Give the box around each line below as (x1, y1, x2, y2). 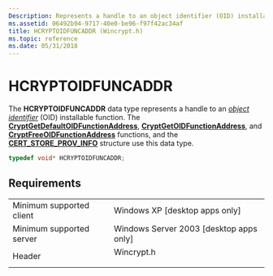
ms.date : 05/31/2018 (8, 42, 79, 50)
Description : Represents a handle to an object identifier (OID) (8, 11, 234, 20)
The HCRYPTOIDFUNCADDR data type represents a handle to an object (8, 104, 249, 114)
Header (12, 250, 41, 261)
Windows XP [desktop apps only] (113, 205, 241, 216)
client (12, 209, 34, 221)
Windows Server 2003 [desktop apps (113, 222, 258, 234)
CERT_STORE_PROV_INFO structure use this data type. (8, 139, 194, 149)
